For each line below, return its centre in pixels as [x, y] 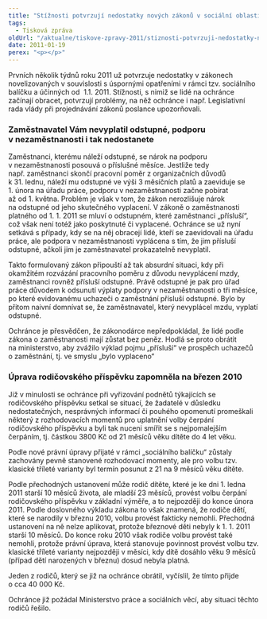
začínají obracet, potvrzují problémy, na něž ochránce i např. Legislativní [127, 101]
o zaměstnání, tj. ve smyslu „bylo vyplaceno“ [81, 356]
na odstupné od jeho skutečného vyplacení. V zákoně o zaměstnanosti [124, 207]
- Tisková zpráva [44, 30]
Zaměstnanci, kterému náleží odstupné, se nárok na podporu [108, 157]
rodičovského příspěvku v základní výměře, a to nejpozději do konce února [131, 501]
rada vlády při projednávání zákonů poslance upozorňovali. [105, 109]
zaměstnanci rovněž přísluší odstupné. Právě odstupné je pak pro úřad [124, 282]
